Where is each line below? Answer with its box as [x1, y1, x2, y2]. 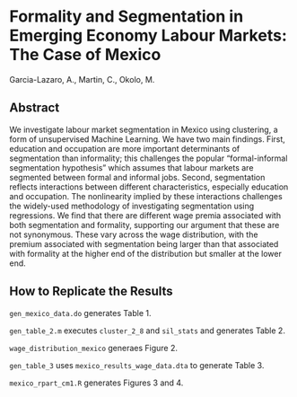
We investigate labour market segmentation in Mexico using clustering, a [9, 124, 278, 135]
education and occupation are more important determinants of [9, 143, 240, 154]
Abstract [9, 101, 60, 116]
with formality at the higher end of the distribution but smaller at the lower [9, 248, 283, 259]
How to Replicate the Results [9, 284, 173, 299]
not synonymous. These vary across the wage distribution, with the [9, 229, 258, 240]
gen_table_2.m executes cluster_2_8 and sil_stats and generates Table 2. [9, 325, 285, 336]
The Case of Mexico [9, 45, 162, 65]
